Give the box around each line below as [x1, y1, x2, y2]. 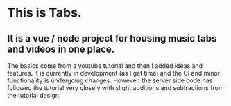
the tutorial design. [7, 91, 61, 99]
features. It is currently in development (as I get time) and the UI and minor [7, 69, 221, 77]
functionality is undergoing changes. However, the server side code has [7, 76, 213, 85]
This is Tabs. [7, 5, 82, 21]
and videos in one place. [7, 43, 115, 55]
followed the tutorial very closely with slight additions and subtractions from [7, 84, 224, 91]
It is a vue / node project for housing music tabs [7, 33, 217, 44]
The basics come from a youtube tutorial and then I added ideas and [7, 62, 203, 70]
